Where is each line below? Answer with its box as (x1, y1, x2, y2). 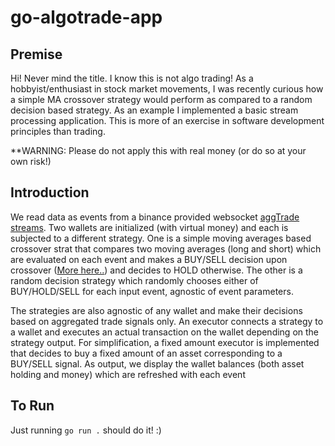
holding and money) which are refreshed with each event (10, 368, 246, 380)
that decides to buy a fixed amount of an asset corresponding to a (10, 347, 283, 359)
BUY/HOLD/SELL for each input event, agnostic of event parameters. (10, 285, 294, 297)
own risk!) (10, 156, 52, 167)
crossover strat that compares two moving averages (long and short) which (10, 242, 322, 255)
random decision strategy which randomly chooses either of (10, 274, 259, 286)
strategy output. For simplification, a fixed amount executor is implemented (10, 336, 320, 348)
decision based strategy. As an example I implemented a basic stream (10, 104, 299, 116)
